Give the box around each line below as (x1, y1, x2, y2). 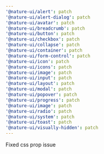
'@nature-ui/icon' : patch (5, 58, 69, 64)
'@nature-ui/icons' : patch (5, 64, 72, 70)
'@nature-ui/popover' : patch (5, 92, 77, 98)
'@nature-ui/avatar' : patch (5, 20, 75, 26)
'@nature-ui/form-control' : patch (5, 53, 91, 59)
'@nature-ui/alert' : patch (5, 8, 72, 15)
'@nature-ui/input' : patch (5, 75, 72, 81)
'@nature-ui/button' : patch (5, 31, 75, 37)
